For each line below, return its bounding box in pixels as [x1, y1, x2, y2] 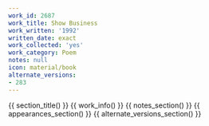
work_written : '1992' [8, 26, 81, 34]
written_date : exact [8, 33, 77, 42]
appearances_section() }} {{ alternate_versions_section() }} [8, 108, 202, 118]
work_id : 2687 [8, 11, 56, 20]
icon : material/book [8, 64, 77, 72]
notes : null [8, 57, 48, 65]
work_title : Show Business [8, 19, 98, 27]
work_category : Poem [8, 49, 77, 57]
